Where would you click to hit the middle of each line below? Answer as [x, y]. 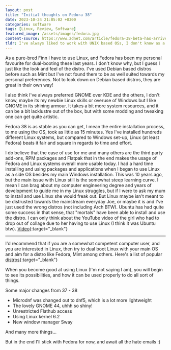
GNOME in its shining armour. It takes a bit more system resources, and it [82, 106]
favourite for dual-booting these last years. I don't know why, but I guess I [83, 63]
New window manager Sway [42, 322]
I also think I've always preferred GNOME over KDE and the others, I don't [82, 95]
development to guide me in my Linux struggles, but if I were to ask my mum [85, 191]
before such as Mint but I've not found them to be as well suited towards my [85, 74]
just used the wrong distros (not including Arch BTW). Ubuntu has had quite [85, 207]
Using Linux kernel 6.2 [36, 316]
